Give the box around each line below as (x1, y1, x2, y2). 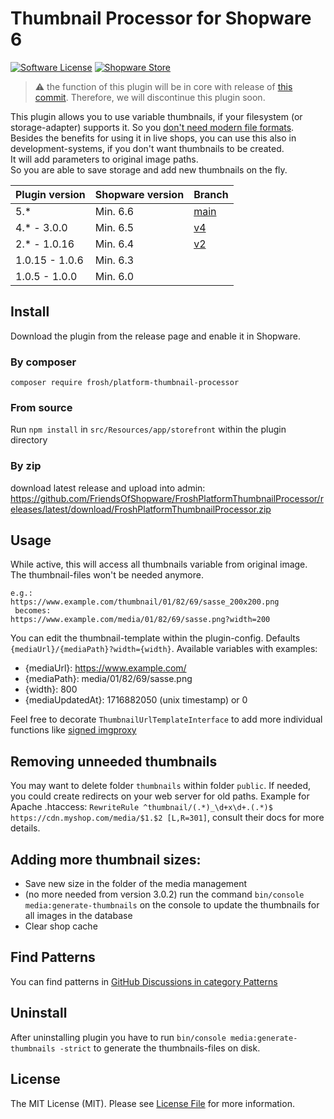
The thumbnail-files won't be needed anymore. (10, 569, 204, 581)
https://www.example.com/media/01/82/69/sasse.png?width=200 (10, 615, 271, 625)
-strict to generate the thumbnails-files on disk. (59, 1042, 261, 1054)
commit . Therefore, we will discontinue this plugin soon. (34, 91, 266, 103)
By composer (10, 355, 77, 369)
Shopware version (94, 187, 185, 201)
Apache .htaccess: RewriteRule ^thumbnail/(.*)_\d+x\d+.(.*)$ (10, 801, 273, 813)
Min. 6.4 (94, 237, 135, 251)
